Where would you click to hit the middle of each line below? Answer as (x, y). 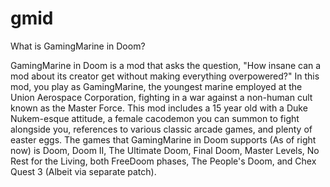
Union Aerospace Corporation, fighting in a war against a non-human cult (161, 97)
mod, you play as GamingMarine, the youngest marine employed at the (156, 86)
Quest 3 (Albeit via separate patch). (83, 171)
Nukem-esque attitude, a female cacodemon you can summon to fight (155, 118)
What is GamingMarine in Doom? (78, 46)
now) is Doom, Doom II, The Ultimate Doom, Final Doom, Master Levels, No (165, 150)
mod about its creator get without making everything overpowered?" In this (165, 76)
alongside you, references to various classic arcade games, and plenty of (161, 129)
